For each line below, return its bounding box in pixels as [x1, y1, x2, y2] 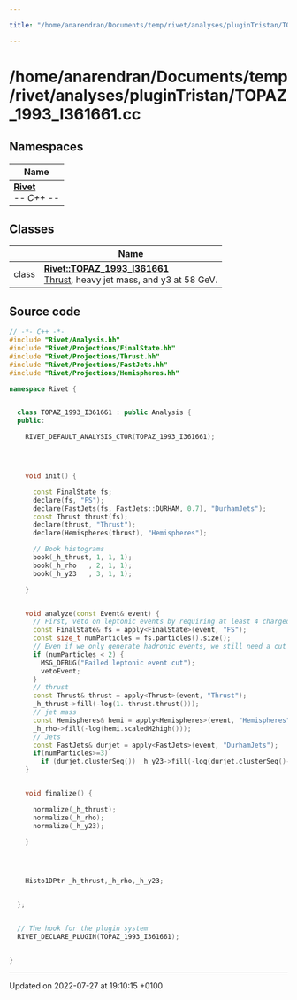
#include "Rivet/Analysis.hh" [9, 335, 121, 345]
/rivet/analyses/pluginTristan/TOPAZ [9, 85, 287, 105]
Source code [9, 304, 81, 319]
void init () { [25, 472, 77, 481]
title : [9, 20, 34, 29]
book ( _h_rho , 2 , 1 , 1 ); [32, 561, 133, 570]
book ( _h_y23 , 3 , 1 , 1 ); [32, 569, 133, 578]
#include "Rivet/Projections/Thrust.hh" [9, 351, 161, 361]
